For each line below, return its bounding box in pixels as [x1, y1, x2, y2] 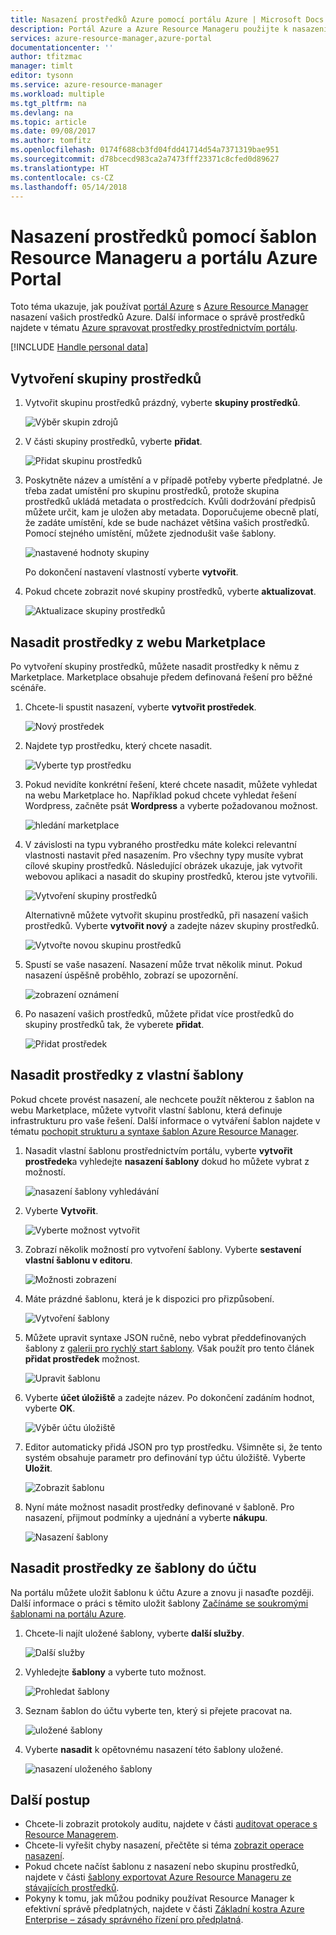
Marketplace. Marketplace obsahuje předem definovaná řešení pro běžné [10, 671, 313, 683]
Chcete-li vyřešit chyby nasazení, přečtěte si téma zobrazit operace [24, 1839, 305, 1851]
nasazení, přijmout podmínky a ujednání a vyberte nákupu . [24, 1511, 268, 1523]
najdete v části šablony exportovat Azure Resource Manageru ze [24, 1871, 292, 1883]
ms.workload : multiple [10, 89, 105, 99]
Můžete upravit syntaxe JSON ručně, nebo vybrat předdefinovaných [24, 1331, 307, 1343]
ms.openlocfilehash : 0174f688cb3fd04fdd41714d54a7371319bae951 [10, 145, 280, 155]
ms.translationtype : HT [10, 163, 110, 173]
